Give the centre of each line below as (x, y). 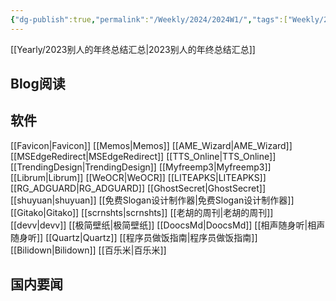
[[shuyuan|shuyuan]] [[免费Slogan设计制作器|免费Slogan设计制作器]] (152, 200)
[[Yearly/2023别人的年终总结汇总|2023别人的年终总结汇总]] (133, 49)
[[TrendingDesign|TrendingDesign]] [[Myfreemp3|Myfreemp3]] (141, 167)
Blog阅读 (38, 84)
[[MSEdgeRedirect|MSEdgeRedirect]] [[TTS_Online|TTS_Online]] (143, 156)
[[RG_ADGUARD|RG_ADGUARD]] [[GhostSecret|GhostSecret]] (138, 188)
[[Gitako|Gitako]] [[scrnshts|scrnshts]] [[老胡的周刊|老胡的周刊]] (142, 212)
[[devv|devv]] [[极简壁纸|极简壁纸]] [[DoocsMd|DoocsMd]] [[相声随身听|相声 (168, 225)
